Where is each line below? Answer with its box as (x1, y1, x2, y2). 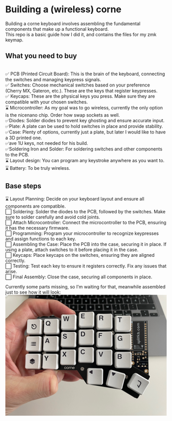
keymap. (5, 37, 24, 43)
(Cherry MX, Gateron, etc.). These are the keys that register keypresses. (5, 87, 158, 94)
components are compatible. (5, 203, 66, 209)
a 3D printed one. (5, 135, 42, 141)
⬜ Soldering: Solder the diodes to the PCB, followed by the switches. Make (5, 208, 166, 214)
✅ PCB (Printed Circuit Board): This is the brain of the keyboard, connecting (5, 71, 165, 77)
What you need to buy (5, 52, 77, 60)
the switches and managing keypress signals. (5, 76, 101, 82)
